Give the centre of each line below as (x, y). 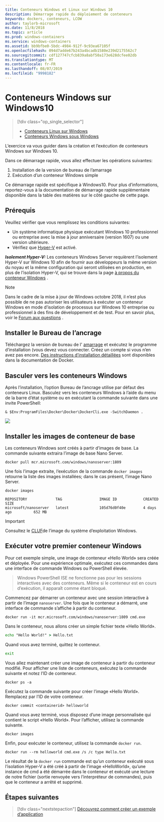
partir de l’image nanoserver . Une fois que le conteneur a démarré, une (76, 603)
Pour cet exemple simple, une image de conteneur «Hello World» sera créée (82, 558)
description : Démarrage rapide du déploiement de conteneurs (69, 14)
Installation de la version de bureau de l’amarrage (62, 170)
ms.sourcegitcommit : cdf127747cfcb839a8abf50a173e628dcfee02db (71, 55)
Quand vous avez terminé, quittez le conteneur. (53, 644)
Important (15, 521)
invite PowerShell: (23, 403)
